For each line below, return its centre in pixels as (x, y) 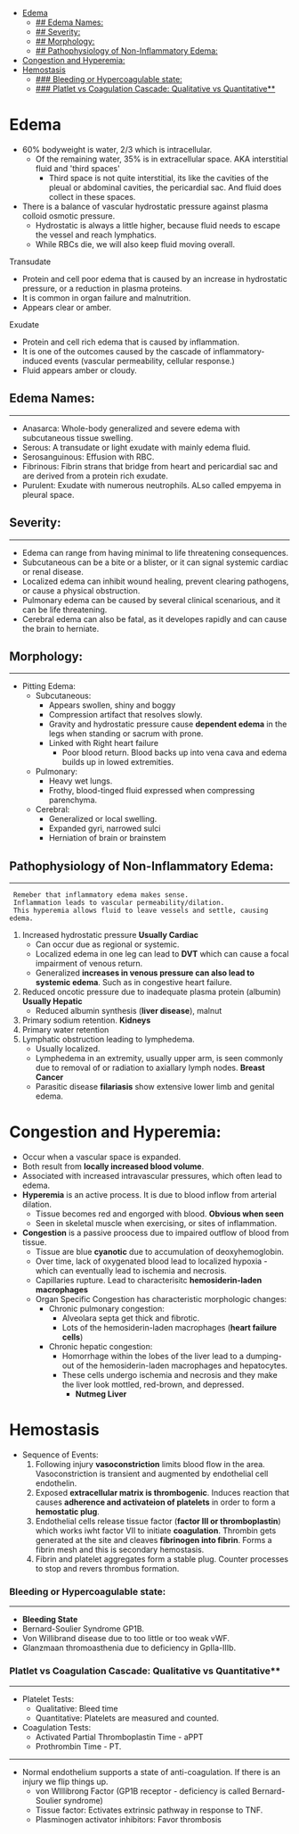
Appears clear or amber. (67, 307)
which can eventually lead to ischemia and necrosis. (131, 1271)
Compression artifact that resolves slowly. (125, 715)
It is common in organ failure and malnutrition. (106, 297)
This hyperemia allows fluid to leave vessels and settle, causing (141, 911)
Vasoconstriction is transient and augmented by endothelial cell (152, 1474)
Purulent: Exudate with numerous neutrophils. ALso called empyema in (152, 485)
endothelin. (56, 1483)
